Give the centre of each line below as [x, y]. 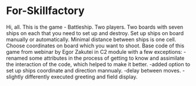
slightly [15, 77]
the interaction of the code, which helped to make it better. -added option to [98, 64]
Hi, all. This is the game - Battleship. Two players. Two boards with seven [95, 27]
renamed [17, 58]
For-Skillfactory [45, 11]
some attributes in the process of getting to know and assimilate [107, 58]
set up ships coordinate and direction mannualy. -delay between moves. [94, 70]
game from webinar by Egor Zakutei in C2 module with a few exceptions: [94, 51]
